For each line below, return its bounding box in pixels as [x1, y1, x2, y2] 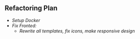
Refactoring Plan [4, 4, 58, 12]
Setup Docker [11, 17, 40, 23]
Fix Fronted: [11, 22, 37, 28]
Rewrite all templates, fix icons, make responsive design [19, 27, 135, 34]
